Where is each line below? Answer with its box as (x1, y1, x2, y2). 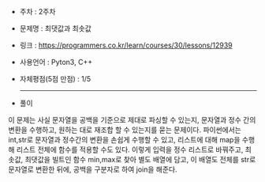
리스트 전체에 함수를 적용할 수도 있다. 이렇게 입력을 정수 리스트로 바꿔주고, (16, 145, 244, 154)
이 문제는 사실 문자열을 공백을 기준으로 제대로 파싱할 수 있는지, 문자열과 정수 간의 (8, 116, 256, 124)
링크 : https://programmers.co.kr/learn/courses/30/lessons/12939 (19, 40, 233, 50)
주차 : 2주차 (19, 7, 56, 16)
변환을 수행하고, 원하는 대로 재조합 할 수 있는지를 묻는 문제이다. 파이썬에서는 (8, 125, 242, 135)
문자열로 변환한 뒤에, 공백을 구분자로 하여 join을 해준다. (8, 165, 177, 174)
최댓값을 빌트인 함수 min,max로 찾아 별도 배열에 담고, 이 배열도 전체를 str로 (24, 155, 256, 164)
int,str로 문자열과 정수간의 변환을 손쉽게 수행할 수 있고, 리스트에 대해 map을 (8, 135, 241, 144)
